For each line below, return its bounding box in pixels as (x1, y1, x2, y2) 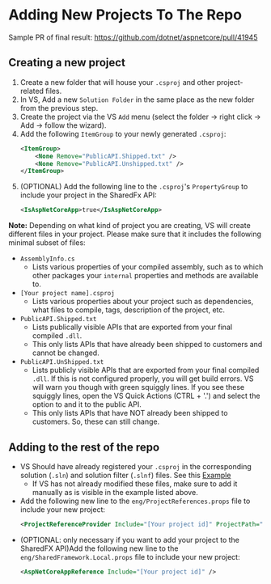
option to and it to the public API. (32, 400, 142, 409)
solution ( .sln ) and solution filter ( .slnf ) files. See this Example (19, 470, 231, 480)
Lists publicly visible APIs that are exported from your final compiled (32, 366, 260, 375)
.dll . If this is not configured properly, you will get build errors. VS (32, 374, 254, 383)
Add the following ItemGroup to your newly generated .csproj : (19, 129, 227, 138)
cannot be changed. (32, 348, 100, 358)
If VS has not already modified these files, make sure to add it (32, 479, 238, 489)
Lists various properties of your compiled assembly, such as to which (32, 262, 264, 272)
